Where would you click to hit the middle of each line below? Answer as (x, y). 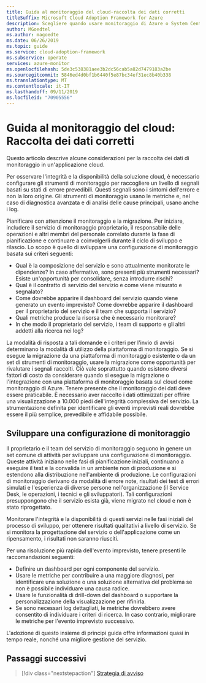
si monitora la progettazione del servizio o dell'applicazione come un (93, 532)
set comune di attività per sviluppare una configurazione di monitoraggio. (99, 455)
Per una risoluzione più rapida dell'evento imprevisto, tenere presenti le (96, 550)
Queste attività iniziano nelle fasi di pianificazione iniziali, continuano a (95, 461)
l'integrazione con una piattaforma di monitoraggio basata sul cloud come (100, 382)
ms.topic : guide (27, 47)
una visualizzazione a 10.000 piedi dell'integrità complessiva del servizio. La (103, 401)
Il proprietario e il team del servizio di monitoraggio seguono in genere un (99, 448)
